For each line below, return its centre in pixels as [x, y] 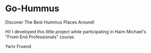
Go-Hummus [32, 9]
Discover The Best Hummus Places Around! [50, 22]
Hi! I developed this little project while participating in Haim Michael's [76, 31]
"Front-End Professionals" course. [40, 37]
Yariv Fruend [18, 46]
